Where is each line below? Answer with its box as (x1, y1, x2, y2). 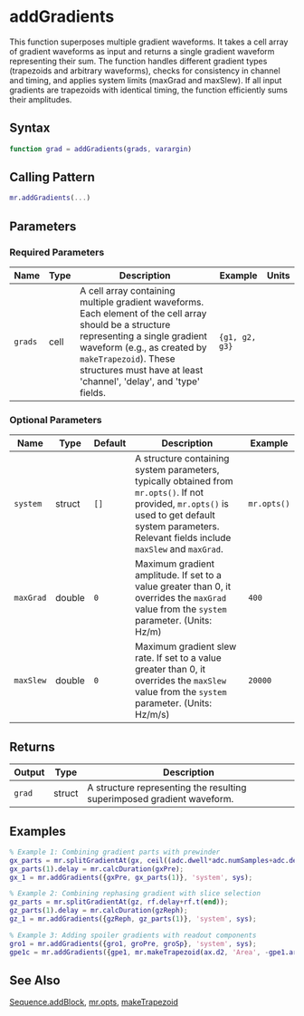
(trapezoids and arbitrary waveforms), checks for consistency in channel (9, 65, 280, 76)
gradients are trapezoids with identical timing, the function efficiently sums (9, 84, 288, 95)
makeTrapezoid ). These (80, 353, 176, 364)
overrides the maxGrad (134, 592, 227, 605)
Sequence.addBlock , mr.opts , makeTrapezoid (9, 997, 179, 1008)
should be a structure (80, 319, 171, 331)
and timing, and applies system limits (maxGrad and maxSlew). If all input (9, 74, 282, 85)
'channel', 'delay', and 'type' (80, 375, 201, 387)
